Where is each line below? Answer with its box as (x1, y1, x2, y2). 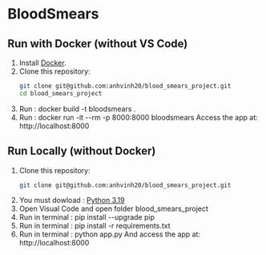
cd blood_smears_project (18, 89, 103, 97)
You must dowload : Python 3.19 (18, 196, 125, 205)
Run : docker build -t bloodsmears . (18, 103, 136, 113)
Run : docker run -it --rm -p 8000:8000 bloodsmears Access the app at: (18, 112, 258, 122)
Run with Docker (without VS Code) (7, 37, 188, 51)
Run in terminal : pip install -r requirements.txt (18, 221, 171, 231)
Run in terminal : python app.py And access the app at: (18, 229, 201, 239)
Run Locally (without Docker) (7, 144, 156, 158)
